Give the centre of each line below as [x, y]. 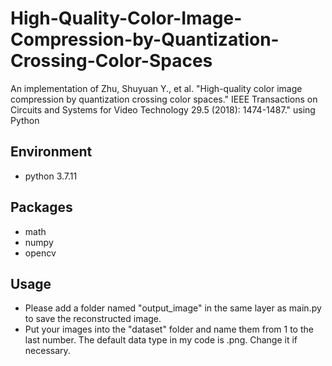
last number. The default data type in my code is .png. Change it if [161, 340]
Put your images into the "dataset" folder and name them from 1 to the [169, 329]
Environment [51, 152]
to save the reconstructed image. [93, 319]
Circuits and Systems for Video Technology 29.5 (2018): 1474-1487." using [163, 109]
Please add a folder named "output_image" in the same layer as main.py [173, 308]
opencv [40, 253]
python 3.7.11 [51, 176]
